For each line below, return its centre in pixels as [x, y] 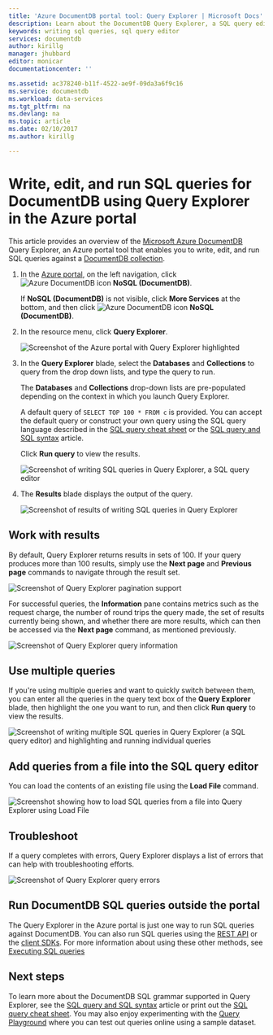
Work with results [54, 535]
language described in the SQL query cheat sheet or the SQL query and [140, 429]
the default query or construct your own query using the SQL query [133, 421]
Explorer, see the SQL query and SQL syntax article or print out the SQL [128, 1005]
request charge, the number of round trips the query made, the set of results [136, 612]
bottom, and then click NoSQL [117, 307]
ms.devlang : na [34, 114]
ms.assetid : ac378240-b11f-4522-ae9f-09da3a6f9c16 [96, 83]
